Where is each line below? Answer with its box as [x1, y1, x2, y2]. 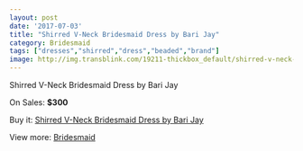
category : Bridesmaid [9, 38, 91, 48]
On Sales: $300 [9, 97, 69, 108]
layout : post [9, 13, 59, 22]
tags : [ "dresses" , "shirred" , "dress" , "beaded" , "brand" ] [9, 47, 220, 56]
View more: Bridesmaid [9, 132, 96, 142]
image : [9, 55, 34, 64]
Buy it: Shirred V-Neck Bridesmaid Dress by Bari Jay [9, 114, 205, 125]
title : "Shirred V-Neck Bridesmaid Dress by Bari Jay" [9, 30, 220, 39]
